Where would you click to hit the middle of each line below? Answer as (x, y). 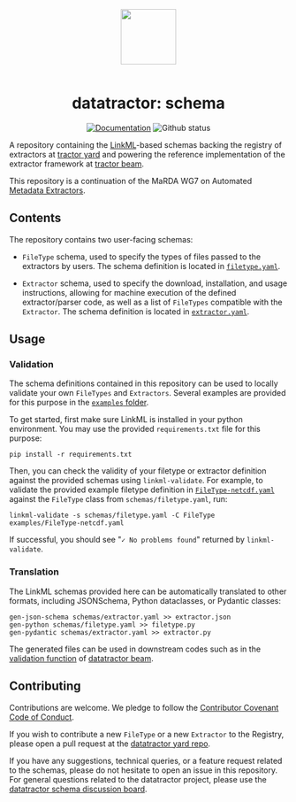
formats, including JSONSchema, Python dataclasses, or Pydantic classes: (145, 600)
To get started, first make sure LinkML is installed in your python (126, 420)
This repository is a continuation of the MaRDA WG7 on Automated (131, 181)
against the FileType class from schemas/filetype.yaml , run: (118, 499)
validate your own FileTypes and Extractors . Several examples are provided (148, 393)
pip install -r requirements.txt (71, 455)
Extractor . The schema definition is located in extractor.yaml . (136, 311)
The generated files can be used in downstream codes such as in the (135, 649)
